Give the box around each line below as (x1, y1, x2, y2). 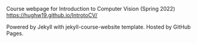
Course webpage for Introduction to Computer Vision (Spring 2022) (6, 5, 176, 12)
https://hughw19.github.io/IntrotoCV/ (6, 12, 98, 19)
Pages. (6, 30, 24, 37)
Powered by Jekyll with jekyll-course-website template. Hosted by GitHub (6, 24, 191, 30)
